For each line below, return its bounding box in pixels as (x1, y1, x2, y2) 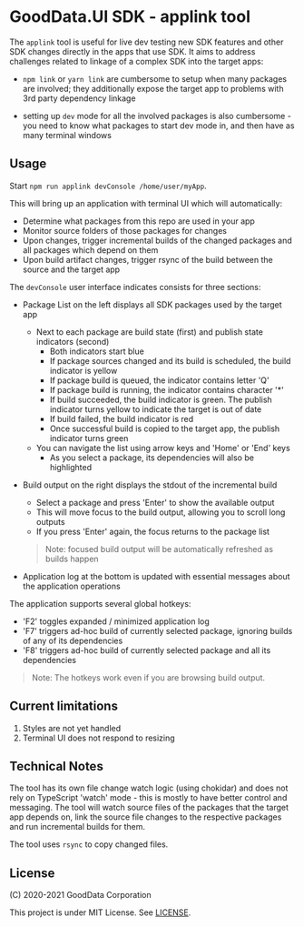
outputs (35, 516, 65, 527)
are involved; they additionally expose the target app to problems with (22, 83, 284, 94)
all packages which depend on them (22, 244, 159, 256)
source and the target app (22, 264, 121, 275)
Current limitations (9, 699, 118, 714)
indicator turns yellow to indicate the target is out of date (49, 403, 262, 415)
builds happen (44, 553, 99, 564)
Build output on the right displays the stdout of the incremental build (22, 479, 278, 490)
